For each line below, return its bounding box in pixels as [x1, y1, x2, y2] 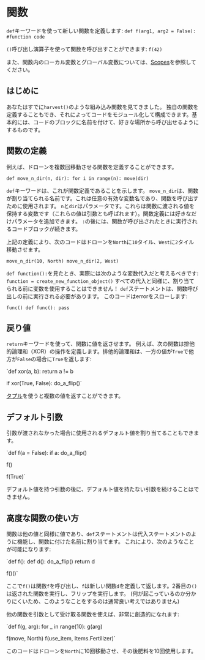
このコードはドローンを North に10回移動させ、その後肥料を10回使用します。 [6, 647, 197, 654]
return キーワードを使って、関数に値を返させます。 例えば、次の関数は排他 [6, 340, 195, 348]
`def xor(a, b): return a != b [6, 368, 74, 375]
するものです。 [6, 126, 44, 133]
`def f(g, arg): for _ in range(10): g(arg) [6, 623, 103, 630]
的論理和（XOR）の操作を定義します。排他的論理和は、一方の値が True [6, 348, 184, 355]
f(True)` [6, 473, 26, 481]
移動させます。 [6, 246, 44, 253]
